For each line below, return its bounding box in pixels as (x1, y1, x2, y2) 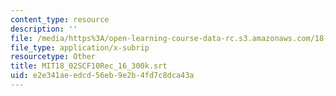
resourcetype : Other (10, 52, 97, 62)
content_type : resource (10, 14, 110, 25)
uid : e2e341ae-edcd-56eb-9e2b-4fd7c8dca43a (10, 71, 195, 81)
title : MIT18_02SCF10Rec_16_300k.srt (10, 61, 168, 71)
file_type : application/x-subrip (10, 42, 150, 53)
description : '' (10, 24, 78, 34)
